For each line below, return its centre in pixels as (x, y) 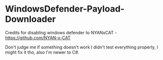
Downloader (31, 19)
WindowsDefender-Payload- (65, 9)
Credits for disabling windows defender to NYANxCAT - (61, 32)
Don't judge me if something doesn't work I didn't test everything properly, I (81, 47)
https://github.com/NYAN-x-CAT (38, 38)
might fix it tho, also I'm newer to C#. (42, 52)
